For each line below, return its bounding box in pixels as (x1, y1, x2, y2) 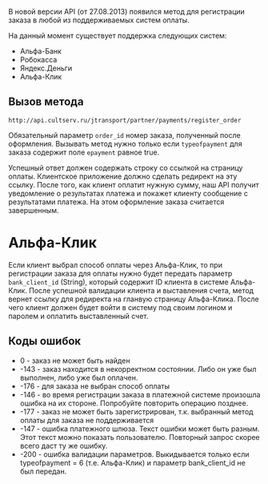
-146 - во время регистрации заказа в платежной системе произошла (19, 389, 261, 399)
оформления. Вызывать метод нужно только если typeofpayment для (8, 139, 242, 148)
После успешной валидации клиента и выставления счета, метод (29, 285, 254, 295)
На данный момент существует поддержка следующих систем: (8, 31, 227, 40)
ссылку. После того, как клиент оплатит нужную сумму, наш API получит (8, 179, 259, 189)
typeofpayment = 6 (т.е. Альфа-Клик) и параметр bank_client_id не (19, 458, 246, 467)
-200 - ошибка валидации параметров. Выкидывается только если (19, 449, 250, 459)
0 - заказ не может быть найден (19, 356, 130, 365)
